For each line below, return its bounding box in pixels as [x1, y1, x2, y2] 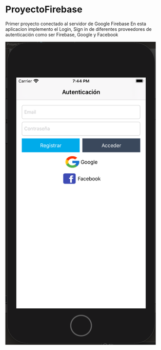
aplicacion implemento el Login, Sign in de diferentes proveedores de [5, 26, 152, 32]
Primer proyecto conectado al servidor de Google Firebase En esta [5, 21, 147, 27]
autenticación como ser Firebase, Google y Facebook [5, 31, 118, 38]
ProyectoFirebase [5, 4, 83, 15]
